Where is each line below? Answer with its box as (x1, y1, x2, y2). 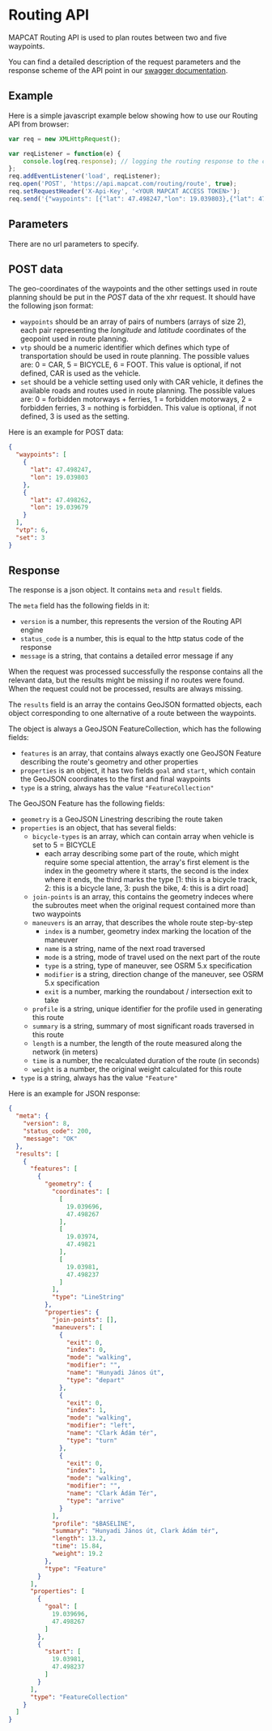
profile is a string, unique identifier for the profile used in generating (32, 1004, 263, 1014)
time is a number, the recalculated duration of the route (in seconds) (32, 1056, 261, 1066)
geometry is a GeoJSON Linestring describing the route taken (19, 814, 223, 825)
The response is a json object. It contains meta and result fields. (8, 585, 223, 595)
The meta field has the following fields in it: (8, 601, 150, 610)
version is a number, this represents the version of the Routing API (19, 617, 242, 627)
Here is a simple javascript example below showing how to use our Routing (8, 110, 258, 120)
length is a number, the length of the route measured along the (32, 1039, 243, 1049)
